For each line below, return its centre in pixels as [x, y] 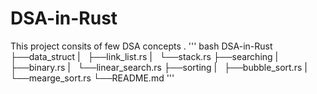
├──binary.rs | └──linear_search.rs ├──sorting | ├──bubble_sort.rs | [159, 67]
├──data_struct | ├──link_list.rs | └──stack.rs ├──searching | [144, 56]
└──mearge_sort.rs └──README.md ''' [92, 78]
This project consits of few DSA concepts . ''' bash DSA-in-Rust [141, 46]
